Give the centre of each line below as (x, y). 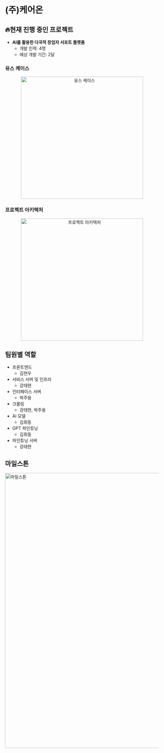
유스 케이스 (17, 68)
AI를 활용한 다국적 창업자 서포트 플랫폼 (48, 42)
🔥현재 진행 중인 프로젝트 (39, 30)
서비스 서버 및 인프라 (32, 379)
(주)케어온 (24, 10)
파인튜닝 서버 (25, 441)
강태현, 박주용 (32, 410)
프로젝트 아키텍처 (24, 210)
